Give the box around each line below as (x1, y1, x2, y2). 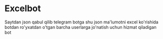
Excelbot (4, 3, 41, 14)
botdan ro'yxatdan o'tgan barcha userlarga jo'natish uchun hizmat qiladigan (4, 24, 157, 30)
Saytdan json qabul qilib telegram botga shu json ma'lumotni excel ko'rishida (4, 19, 159, 25)
